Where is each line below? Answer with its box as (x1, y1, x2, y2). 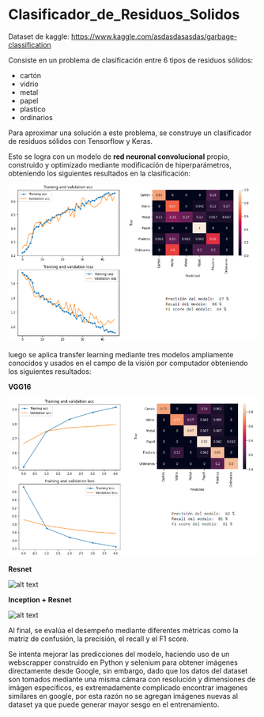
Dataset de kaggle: (8, 32, 70, 41)
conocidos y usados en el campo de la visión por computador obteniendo (8, 358, 248, 368)
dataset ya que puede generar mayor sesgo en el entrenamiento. (8, 700, 220, 709)
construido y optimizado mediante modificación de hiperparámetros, (8, 160, 232, 169)
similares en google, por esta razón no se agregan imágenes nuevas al (8, 692, 239, 701)
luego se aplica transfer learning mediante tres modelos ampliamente (8, 349, 234, 359)
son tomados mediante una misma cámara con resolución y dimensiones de (8, 674, 256, 685)
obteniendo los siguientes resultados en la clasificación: (8, 168, 191, 178)
